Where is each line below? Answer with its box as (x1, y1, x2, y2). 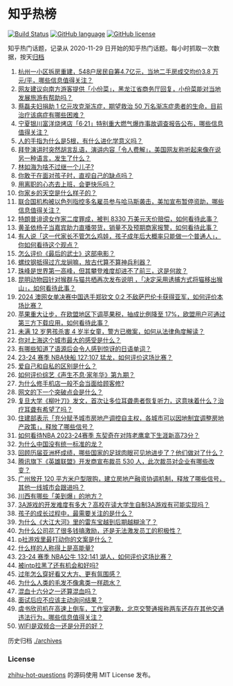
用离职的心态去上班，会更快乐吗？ (17, 179, 115, 188)
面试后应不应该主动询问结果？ (17, 595, 103, 604)
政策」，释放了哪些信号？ (24, 422, 94, 430)
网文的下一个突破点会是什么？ (17, 387, 103, 396)
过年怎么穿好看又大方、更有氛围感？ (17, 570, 122, 578)
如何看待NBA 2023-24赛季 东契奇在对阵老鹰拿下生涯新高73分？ (17, 431, 200, 439)
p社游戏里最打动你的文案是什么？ (17, 535, 113, 543)
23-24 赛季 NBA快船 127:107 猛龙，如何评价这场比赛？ (17, 353, 174, 361)
